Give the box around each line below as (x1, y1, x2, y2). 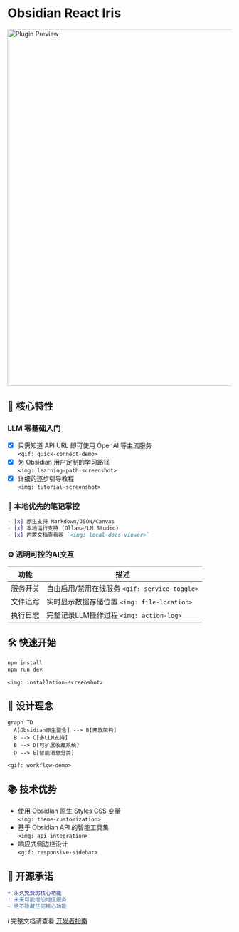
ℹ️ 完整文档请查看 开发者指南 (7, 916, 87, 925)
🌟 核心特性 (7, 400, 53, 412)
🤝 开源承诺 (7, 870, 53, 882)
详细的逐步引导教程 (17, 474, 75, 482)
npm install (7, 659, 43, 667)
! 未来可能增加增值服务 (7, 896, 68, 903)
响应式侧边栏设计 (17, 840, 68, 849)
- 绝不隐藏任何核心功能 (7, 903, 68, 910)
